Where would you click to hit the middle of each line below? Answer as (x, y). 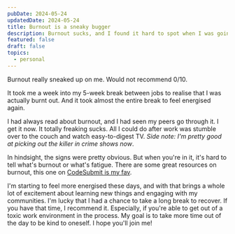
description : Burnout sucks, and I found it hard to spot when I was (111, 33)
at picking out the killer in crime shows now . (71, 144)
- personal (29, 60)
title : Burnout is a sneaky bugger (59, 27)
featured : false (31, 40)
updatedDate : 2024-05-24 (43, 20)
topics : (19, 53)
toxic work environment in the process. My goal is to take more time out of (114, 215)
